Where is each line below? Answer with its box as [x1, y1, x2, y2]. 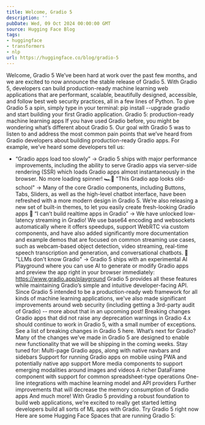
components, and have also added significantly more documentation [15, 229, 188, 237]
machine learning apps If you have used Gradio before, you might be [6, 117, 179, 124]
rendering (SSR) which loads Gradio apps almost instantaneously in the [15, 168, 195, 175]
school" [15, 183, 35, 191]
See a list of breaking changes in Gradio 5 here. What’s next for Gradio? [15, 327, 196, 334]
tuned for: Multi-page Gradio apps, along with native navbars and [15, 347, 181, 354]
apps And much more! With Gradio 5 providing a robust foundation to [15, 392, 190, 399]
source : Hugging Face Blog [6, 26, 75, 33]
